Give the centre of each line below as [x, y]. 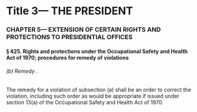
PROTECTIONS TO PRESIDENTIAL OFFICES [69, 37]
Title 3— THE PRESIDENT [70, 11]
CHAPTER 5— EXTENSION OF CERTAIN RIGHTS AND [84, 30]
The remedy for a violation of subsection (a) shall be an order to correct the [99, 89]
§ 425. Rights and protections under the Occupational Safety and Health [97, 51]
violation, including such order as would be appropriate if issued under [93, 96]
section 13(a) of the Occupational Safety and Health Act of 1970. [85, 102]
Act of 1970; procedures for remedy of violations [68, 57]
